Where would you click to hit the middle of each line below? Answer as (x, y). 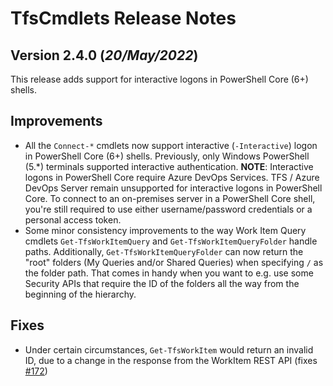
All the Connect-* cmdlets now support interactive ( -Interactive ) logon (171, 145)
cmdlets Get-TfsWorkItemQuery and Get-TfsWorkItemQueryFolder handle (171, 241)
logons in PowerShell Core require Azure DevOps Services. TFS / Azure (172, 177)
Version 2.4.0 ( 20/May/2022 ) (104, 55)
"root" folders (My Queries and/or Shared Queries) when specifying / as (174, 262)
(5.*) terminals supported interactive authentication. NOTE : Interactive (169, 166)
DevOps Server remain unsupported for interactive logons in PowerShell (173, 188)
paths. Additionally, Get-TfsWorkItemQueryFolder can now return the (164, 251)
